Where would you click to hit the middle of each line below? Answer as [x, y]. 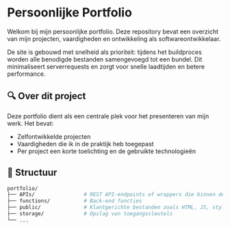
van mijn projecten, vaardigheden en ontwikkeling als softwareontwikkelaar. [114, 38]
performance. [26, 74]
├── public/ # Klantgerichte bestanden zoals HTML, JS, [108, 207]
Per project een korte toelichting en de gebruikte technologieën [106, 151]
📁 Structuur [32, 173]
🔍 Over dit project [47, 96]
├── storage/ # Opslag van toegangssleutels [90, 214]
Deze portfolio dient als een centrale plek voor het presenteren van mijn [108, 116]
